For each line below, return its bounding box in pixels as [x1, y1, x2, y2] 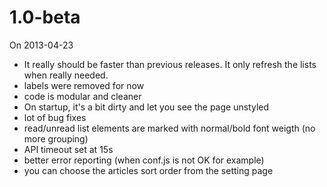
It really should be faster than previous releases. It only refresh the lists [23, 58, 317, 70]
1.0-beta [9, 6, 81, 29]
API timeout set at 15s [23, 143, 114, 155]
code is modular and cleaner [23, 90, 142, 102]
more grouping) [23, 132, 89, 145]
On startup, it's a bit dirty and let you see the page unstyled [23, 101, 270, 113]
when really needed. [23, 69, 109, 81]
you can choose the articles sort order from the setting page [23, 164, 274, 176]
